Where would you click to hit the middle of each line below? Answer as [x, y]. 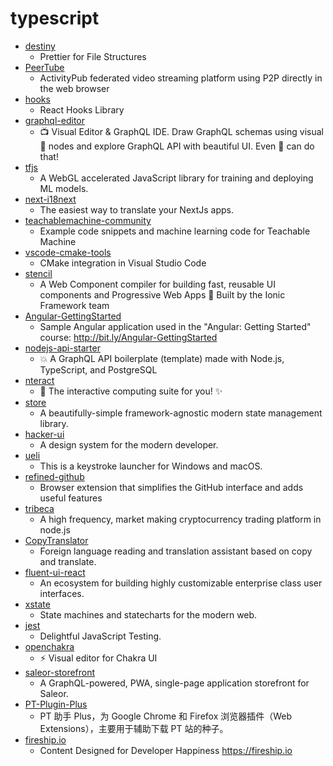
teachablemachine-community [88, 220]
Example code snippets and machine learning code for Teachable [175, 231]
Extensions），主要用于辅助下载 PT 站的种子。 [134, 728]
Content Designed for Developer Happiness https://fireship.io [166, 750]
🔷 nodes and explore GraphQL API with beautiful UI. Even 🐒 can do [177, 146]
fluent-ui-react [55, 572]
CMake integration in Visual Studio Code [123, 263]
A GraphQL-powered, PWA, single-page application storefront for [174, 683]
